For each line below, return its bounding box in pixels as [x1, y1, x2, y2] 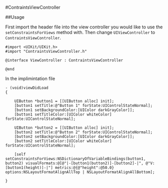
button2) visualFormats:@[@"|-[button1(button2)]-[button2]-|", [5, 161, 144, 166]
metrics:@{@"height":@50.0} [55, 165, 114, 170]
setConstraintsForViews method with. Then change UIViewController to [5, 29, 155, 35]
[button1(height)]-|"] [5, 165, 53, 170]
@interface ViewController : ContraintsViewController [5, 58, 123, 63]
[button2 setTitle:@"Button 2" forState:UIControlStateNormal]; [14, 130, 153, 135]
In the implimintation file [5, 76, 56, 82]
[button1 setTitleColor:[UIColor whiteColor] [14, 112, 112, 117]
